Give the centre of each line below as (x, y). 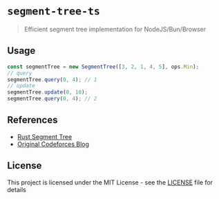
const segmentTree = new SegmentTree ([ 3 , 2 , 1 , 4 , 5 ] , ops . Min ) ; (103, 67)
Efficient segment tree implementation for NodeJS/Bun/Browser (115, 29)
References (32, 120)
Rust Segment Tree (45, 136)
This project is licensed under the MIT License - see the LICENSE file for (110, 182)
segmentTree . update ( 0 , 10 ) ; (48, 92)
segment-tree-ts (54, 11)
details (17, 189)
